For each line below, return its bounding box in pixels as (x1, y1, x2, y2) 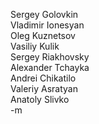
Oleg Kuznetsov (10, 30, 76, 41)
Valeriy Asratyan (10, 83, 78, 94)
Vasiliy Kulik (10, 40, 60, 52)
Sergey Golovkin (10, 9, 79, 20)
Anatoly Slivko (10, 94, 70, 105)
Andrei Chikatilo (10, 72, 77, 84)
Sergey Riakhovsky (10, 51, 90, 63)
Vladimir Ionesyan (10, 19, 85, 31)
